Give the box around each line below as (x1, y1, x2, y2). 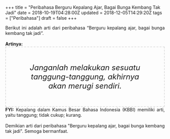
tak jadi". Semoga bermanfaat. (5, 128, 68, 134)
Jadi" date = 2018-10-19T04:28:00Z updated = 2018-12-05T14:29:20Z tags (5, 10, 162, 16)
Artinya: (5, 41, 23, 47)
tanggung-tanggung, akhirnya (31, 72, 139, 81)
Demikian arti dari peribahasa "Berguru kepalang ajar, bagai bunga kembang (5, 123, 165, 128)
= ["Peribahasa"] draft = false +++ (5, 15, 77, 21)
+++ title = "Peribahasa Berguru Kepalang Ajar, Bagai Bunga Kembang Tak (5, 5, 160, 10)
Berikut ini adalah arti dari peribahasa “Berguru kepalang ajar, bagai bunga (5, 25, 165, 31)
